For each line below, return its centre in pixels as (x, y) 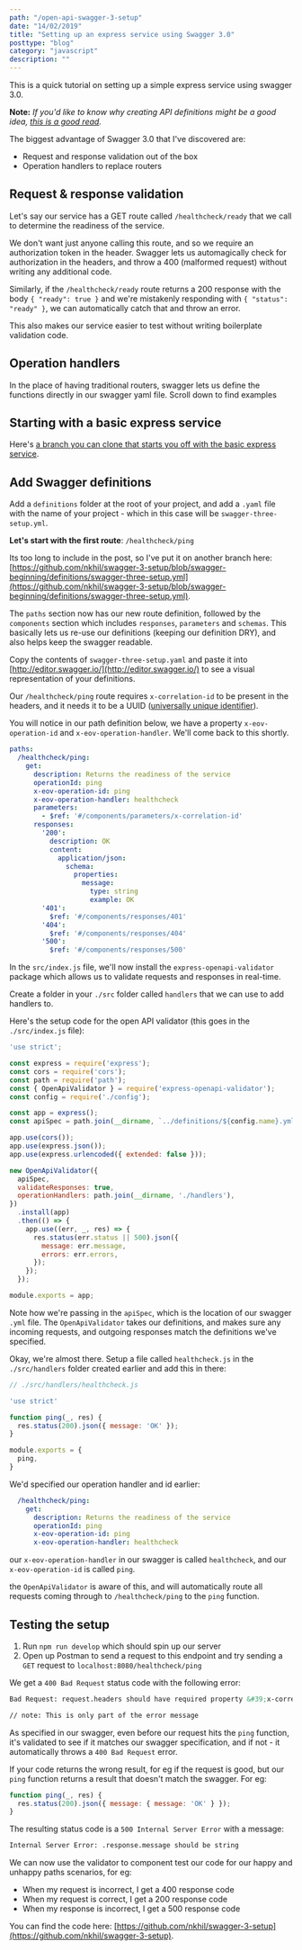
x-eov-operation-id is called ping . (72, 1570)
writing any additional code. (61, 272)
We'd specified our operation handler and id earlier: (105, 1484)
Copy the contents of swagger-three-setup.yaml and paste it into (129, 660)
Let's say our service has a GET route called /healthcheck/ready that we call (151, 216)
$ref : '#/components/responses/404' (118, 933)
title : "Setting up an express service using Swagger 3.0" (122, 34)
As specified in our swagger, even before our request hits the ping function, (149, 1732)
